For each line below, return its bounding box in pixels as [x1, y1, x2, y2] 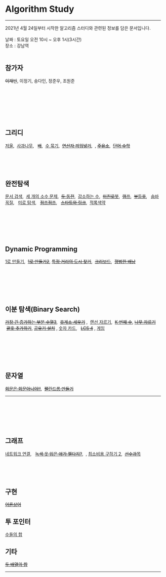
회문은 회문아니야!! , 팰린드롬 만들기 [5, 385, 74, 391]
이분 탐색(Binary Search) [5, 305, 80, 313]
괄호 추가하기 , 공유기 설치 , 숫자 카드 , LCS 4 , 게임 [6, 325, 105, 331]
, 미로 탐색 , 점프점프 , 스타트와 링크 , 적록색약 [13, 200, 106, 206]
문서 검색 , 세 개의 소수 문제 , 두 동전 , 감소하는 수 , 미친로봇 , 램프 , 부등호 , [5, 194, 147, 200]
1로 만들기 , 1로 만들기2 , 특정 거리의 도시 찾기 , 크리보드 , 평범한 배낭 [5, 258, 136, 265]
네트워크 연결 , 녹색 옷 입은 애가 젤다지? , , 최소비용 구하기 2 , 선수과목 [5, 451, 141, 456]
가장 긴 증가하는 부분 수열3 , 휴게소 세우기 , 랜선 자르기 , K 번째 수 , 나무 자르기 [5, 319, 156, 325]
